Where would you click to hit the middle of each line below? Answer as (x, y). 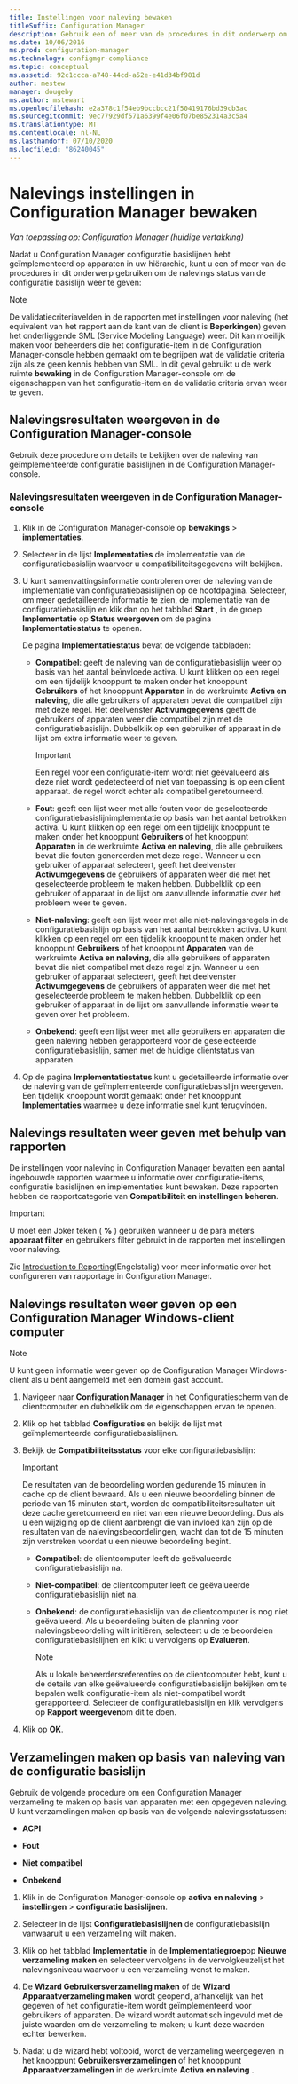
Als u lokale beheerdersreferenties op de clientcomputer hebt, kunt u (161, 1675)
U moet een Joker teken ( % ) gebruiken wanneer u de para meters (132, 1231)
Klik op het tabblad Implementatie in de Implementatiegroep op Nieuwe (154, 1951)
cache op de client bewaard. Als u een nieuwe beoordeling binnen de (149, 1494)
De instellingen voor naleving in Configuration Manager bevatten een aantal (147, 1168)
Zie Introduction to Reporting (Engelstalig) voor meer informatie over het (140, 1267)
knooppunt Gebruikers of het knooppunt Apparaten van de (145, 948)
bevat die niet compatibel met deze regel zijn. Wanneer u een (147, 967)
